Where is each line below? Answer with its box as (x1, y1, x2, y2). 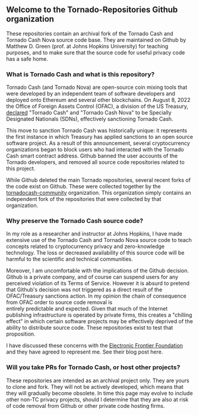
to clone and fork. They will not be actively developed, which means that (6, 383, 184, 390)
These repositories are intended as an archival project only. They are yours (6, 377, 189, 384)
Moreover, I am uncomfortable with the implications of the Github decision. (6, 267, 189, 274)
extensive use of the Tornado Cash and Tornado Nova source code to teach (6, 237, 192, 244)
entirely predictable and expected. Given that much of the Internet (6, 305, 168, 312)
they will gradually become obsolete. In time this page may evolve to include (6, 389, 193, 397)
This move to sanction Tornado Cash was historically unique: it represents (6, 127, 187, 134)
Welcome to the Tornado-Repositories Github (6, 5, 178, 15)
